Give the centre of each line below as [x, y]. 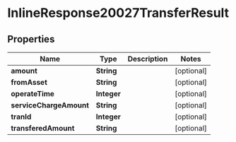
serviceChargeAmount [50, 105]
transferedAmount [43, 128]
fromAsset [29, 82]
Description [148, 59]
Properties [31, 39]
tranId [21, 117]
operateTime [33, 94]
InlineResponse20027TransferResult [118, 13]
